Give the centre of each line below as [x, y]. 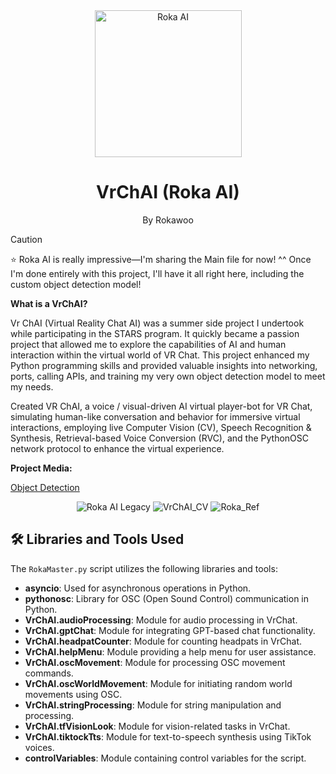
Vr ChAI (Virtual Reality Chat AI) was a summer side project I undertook [157, 323]
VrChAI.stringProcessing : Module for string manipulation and [153, 705]
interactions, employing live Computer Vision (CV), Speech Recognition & [161, 427]
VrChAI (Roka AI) [168, 192]
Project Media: [41, 468]
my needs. [32, 386]
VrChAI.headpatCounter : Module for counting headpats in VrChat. [163, 641]
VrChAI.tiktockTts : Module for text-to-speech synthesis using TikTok [168, 736]
